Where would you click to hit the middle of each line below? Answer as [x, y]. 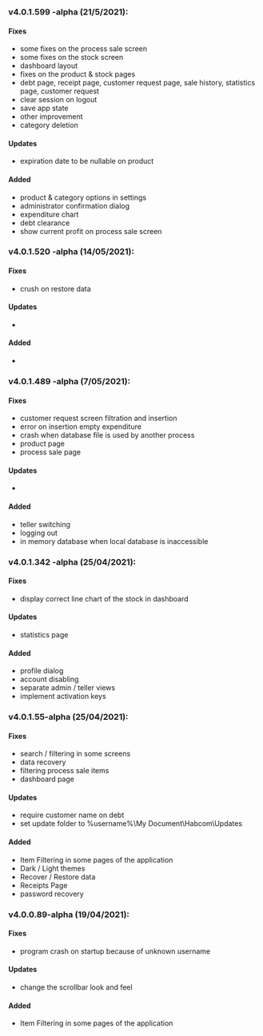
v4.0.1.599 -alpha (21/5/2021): [68, 12]
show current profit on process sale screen [91, 231]
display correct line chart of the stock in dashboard [104, 598]
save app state [44, 108]
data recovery [43, 762]
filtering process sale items [64, 771]
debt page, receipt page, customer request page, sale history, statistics [137, 83]
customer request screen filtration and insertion [98, 419]
